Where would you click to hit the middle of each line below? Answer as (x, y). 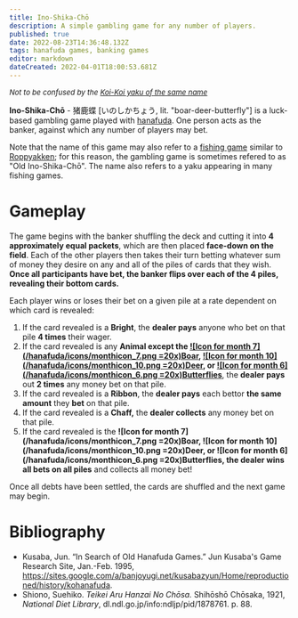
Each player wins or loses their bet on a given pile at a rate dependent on (143, 300)
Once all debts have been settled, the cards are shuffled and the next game (148, 486)
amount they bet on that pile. (76, 403)
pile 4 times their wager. (67, 337)
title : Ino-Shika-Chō (49, 17)
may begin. (30, 496)
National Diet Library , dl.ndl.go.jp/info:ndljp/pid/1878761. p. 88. (137, 604)
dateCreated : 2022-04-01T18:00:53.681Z (83, 68)
